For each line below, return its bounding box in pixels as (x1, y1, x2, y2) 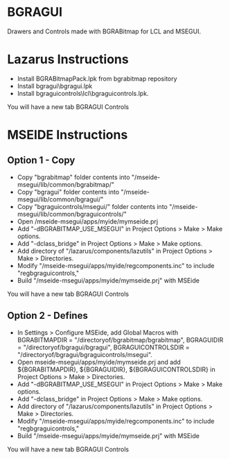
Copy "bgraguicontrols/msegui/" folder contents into (17, 202, 168, 210)
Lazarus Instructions (7, 51, 130, 67)
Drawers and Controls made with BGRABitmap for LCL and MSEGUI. (7, 27, 202, 35)
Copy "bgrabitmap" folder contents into (17, 173, 130, 181)
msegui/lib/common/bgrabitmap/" (17, 180, 115, 188)
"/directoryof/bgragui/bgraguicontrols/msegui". (17, 350, 152, 358)
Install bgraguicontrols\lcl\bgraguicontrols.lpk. (17, 89, 149, 97)
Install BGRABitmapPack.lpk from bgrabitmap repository (17, 74, 178, 83)
